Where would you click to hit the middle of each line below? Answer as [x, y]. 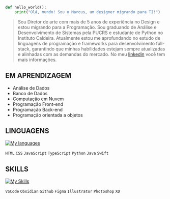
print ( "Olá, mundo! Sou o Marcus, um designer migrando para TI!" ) [87, 12]
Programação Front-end [38, 104]
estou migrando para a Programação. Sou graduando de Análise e [87, 27]
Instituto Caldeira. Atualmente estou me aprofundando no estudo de [89, 38]
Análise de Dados [31, 88]
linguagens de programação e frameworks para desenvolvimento [86, 43]
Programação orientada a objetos [48, 115]
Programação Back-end [37, 109]
